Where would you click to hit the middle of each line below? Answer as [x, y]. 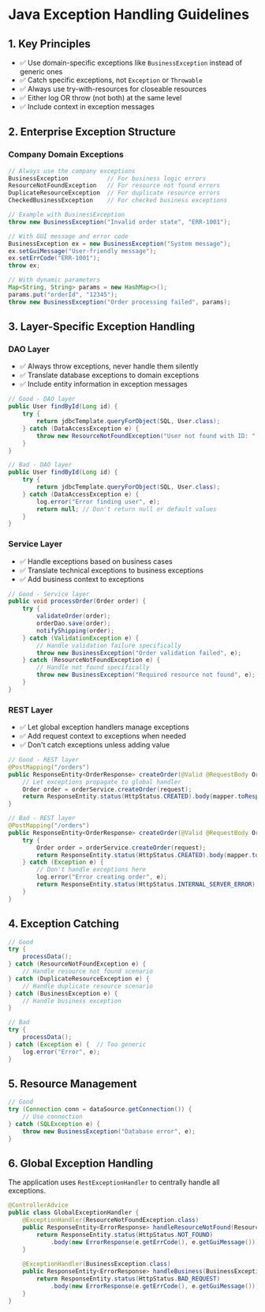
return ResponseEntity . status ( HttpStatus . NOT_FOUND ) [125, 1234]
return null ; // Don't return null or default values [127, 509]
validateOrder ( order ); [74, 616]
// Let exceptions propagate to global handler [102, 782]
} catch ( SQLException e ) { [54, 1124]
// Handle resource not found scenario [88, 972]
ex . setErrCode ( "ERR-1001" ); [54, 259]
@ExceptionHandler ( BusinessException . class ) [97, 1264]
